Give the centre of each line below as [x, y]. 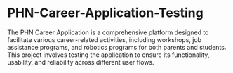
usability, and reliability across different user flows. [81, 62]
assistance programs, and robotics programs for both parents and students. [117, 47]
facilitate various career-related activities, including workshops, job [105, 39]
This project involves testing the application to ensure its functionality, [108, 55]
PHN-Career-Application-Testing [105, 13]
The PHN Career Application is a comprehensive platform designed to [108, 32]
